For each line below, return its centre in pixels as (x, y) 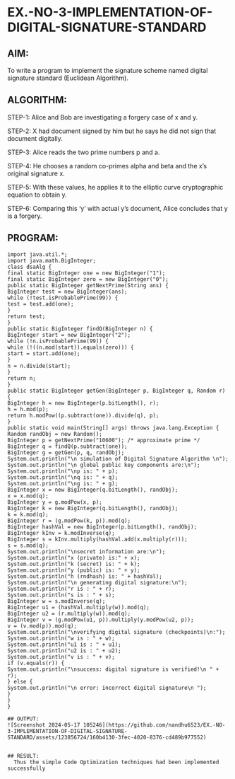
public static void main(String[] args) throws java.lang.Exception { (113, 428)
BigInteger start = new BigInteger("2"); (69, 335)
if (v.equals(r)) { (36, 663)
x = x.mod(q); (28, 496)
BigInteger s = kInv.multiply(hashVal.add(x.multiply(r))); (98, 539)
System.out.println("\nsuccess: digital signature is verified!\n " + (113, 669)
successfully (26, 768)
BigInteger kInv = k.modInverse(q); (61, 533)
